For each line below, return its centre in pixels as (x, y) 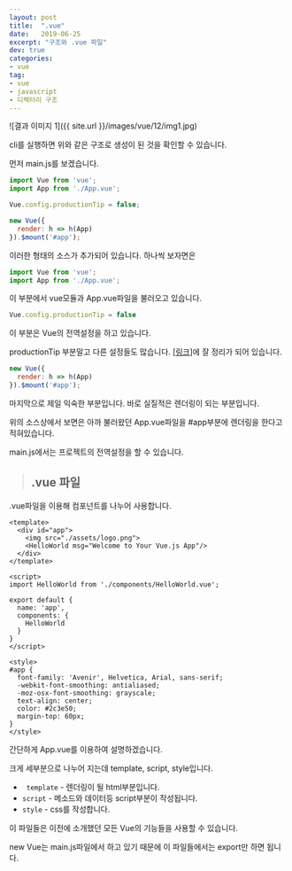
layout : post (33, 17)
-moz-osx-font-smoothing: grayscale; (87, 693)
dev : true (27, 51)
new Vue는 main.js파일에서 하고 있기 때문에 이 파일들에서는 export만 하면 (137, 846)
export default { (41, 600)
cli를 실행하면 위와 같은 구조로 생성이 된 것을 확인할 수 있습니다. (118, 145)
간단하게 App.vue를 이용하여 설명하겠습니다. (86, 749)
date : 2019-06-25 (45, 34)
